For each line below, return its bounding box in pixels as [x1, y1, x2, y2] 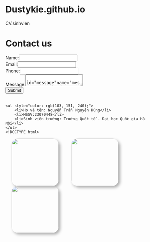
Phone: [5, 68, 20, 74]
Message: [5, 81, 26, 87]
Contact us [5, 38, 52, 49]
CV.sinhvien [5, 20, 30, 26]
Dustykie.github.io [5, 4, 86, 15]
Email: [5, 61, 18, 67]
